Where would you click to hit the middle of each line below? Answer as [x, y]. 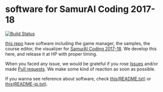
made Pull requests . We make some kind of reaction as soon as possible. [80, 69]
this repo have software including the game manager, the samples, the [78, 43]
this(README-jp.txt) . [26, 84]
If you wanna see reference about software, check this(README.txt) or [78, 78]
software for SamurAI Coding [67, 9]
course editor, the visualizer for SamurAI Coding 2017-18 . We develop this [81, 48]
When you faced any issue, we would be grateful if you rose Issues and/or [82, 63]
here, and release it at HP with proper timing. [51, 54]
